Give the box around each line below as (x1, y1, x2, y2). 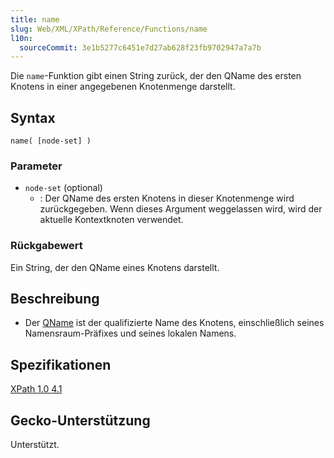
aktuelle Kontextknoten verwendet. (39, 214, 184, 226)
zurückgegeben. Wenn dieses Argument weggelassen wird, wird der (39, 203, 323, 215)
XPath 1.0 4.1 (10, 383, 63, 395)
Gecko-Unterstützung (10, 412, 151, 429)
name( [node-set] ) (10, 136, 92, 146)
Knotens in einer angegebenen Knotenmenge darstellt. (10, 81, 236, 93)
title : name (10, 14, 60, 25)
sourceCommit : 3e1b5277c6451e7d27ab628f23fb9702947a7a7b (19, 42, 262, 53)
